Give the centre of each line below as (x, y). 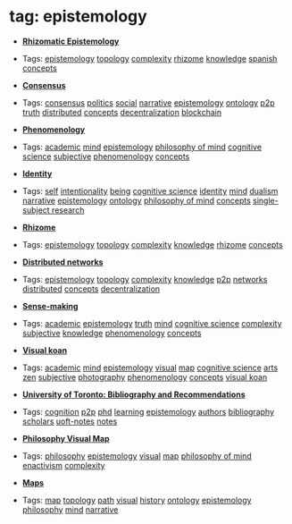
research (68, 210)
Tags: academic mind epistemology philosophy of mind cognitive (142, 147)
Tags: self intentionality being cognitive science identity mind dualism (150, 190)
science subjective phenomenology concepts (106, 156)
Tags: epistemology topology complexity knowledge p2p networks (145, 279)
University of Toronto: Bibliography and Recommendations (133, 394)
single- (266, 200)
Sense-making (50, 306)
